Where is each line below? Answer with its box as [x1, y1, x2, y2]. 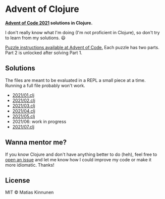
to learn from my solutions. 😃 [5, 35, 66, 41]
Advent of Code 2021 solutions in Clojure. [5, 20, 93, 26]
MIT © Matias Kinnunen [5, 190, 54, 196]
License [5, 176, 30, 185]
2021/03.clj [12, 103, 36, 109]
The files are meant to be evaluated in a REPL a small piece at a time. [5, 77, 146, 83]
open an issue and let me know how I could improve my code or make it [5, 156, 152, 162]
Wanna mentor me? [5, 138, 67, 147]
